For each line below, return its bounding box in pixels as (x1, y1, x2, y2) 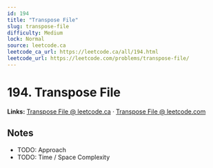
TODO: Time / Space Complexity (17, 153, 110, 161)
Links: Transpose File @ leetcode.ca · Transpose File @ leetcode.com (7, 107, 206, 116)
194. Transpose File (7, 84, 121, 100)
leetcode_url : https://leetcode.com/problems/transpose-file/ (7, 55, 190, 62)
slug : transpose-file (7, 23, 70, 30)
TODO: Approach (17, 145, 67, 154)
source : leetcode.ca (7, 42, 67, 49)
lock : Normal (7, 36, 45, 43)
